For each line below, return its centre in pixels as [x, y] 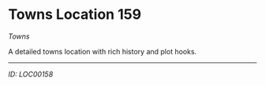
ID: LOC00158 [31, 74]
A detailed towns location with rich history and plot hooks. [103, 51]
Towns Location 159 [75, 15]
